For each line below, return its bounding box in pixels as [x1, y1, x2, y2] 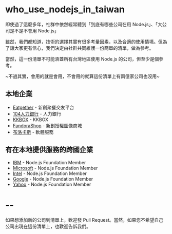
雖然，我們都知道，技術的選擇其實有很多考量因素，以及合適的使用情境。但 [5, 38, 163, 45]
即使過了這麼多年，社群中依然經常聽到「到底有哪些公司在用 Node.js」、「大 [5, 21, 163, 27]
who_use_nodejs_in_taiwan [5, 4, 125, 15]
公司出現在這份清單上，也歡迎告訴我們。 [5, 223, 91, 229]
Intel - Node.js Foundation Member [12, 170, 87, 177]
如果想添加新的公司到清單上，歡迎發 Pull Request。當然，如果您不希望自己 [5, 217, 163, 223]
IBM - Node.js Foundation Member [12, 159, 86, 165]
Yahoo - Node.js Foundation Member [12, 181, 91, 187]
